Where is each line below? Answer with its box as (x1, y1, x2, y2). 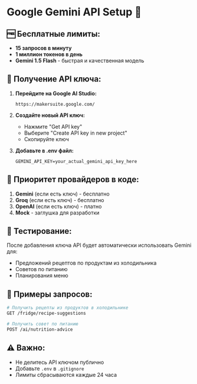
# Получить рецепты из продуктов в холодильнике (6, 305, 129, 311)
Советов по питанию (15, 266, 68, 273)
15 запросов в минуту (15, 44, 72, 51)
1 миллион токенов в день (15, 51, 83, 58)
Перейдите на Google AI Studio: (15, 90, 97, 97)
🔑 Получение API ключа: (6, 74, 101, 84)
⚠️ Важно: (6, 343, 45, 353)
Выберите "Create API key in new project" (24, 129, 127, 136)
